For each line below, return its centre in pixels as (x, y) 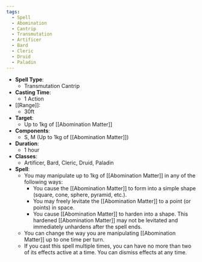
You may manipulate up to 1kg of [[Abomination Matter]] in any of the (110, 175)
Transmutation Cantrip (52, 86)
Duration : (27, 143)
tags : (13, 12)
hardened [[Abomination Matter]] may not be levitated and (106, 220)
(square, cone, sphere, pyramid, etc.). (80, 195)
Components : (32, 131)
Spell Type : (29, 80)
